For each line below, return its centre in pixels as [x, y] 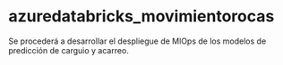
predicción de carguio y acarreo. [69, 50]
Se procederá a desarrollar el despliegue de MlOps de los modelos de [137, 41]
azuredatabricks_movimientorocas [141, 16]
